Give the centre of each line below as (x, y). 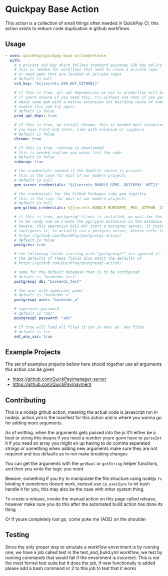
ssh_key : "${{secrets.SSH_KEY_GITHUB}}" (57, 84)
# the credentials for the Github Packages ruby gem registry (80, 194)
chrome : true (28, 139)
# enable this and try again (44, 107)
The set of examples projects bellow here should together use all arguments (83, 364)
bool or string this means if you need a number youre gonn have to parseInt (83, 438)
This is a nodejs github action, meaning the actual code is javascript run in (81, 412)
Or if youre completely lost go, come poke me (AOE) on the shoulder (76, 519)
